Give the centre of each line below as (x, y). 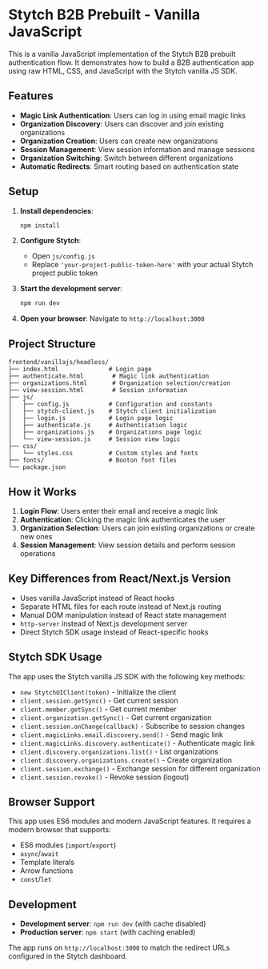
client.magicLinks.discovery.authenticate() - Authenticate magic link (138, 743)
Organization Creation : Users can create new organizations (119, 141)
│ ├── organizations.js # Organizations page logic (105, 432)
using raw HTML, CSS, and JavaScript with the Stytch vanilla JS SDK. (123, 70)
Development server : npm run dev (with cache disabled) (113, 924)
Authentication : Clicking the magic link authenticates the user (122, 519)
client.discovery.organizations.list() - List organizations (119, 751)
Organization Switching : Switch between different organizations (126, 158)
